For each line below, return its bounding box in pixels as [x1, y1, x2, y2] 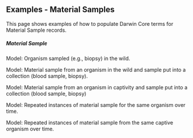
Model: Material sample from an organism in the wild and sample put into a [6, 66, 186, 73]
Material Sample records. [6, 26, 67, 33]
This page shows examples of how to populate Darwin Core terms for [6, 20, 174, 27]
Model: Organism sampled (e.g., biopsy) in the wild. [6, 55, 130, 62]
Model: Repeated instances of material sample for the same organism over [6, 101, 186, 108]
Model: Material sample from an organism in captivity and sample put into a [6, 83, 188, 90]
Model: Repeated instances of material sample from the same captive [6, 119, 174, 126]
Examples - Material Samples [6, 5, 115, 15]
